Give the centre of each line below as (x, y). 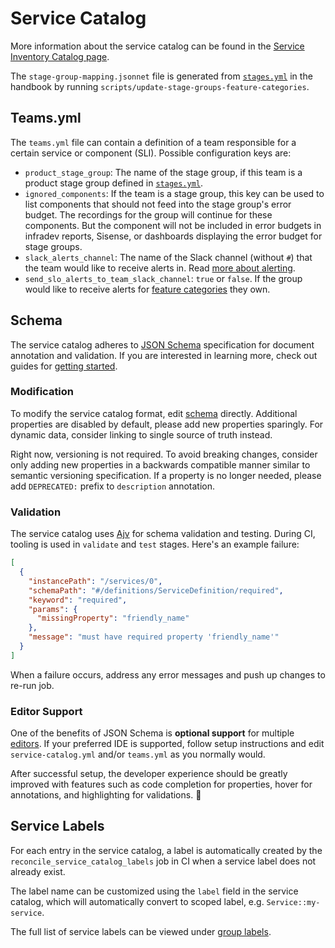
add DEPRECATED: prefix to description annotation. (113, 486)
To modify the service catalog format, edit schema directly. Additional (154, 413)
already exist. (38, 871)
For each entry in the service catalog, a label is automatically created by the (166, 850)
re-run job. (32, 685)
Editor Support (46, 711)
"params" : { (53, 609)
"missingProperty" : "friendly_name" (113, 618)
